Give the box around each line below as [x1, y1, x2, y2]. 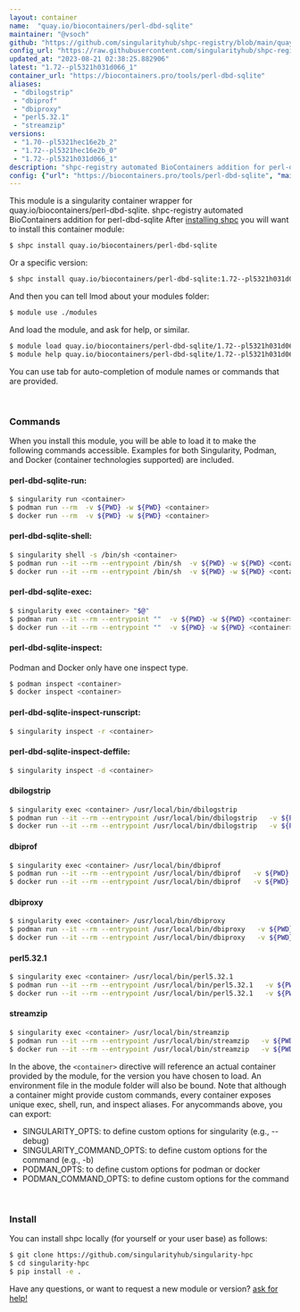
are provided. [9, 375, 59, 386]
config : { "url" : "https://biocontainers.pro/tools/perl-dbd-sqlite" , [9, 171, 274, 180]
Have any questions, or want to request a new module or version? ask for [9, 1283, 279, 1294]
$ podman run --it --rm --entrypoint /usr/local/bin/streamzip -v [9, 1036, 270, 1046]
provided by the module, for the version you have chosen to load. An [9, 1070, 262, 1081]
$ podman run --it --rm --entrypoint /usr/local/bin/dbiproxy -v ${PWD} [9, 925, 294, 934]
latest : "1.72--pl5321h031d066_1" [9, 63, 138, 72]
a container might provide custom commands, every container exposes [9, 1089, 271, 1100]
